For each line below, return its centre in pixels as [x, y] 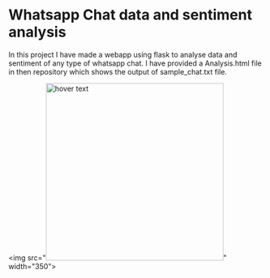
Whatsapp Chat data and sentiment [131, 15]
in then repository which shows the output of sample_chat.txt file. [118, 71]
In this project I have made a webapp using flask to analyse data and [123, 54]
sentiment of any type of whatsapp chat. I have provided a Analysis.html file [135, 63]
